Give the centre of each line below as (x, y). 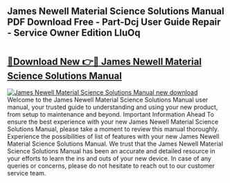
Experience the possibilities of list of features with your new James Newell (113, 136)
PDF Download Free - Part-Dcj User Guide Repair (114, 22)
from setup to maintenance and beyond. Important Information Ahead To (111, 114)
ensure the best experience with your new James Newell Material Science (113, 122)
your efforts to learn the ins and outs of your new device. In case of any (109, 158)
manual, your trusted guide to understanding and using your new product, (113, 107)
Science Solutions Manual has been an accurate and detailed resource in (112, 151)
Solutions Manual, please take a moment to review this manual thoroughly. (113, 129)
